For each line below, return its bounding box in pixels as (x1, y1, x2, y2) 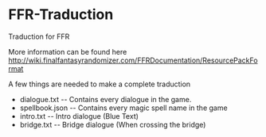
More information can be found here (8, 47, 127, 56)
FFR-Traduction (8, 6, 114, 24)
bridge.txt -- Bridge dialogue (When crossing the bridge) (19, 120, 206, 129)
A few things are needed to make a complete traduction (8, 79, 191, 89)
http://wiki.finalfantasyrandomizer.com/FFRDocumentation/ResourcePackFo (8, 55, 258, 65)
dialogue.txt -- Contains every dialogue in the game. (19, 94, 192, 104)
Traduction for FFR (8, 32, 70, 41)
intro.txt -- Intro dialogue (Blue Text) (19, 111, 139, 120)
